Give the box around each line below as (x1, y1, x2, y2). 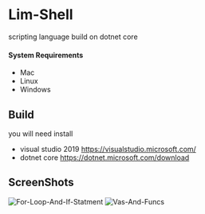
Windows (19, 85, 51, 95)
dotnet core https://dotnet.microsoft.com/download (19, 153, 190, 162)
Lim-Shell (8, 6, 73, 24)
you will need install (8, 129, 73, 138)
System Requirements (8, 50, 84, 60)
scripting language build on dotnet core (8, 32, 138, 41)
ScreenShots (8, 176, 74, 189)
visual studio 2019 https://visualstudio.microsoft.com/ (19, 144, 197, 154)
